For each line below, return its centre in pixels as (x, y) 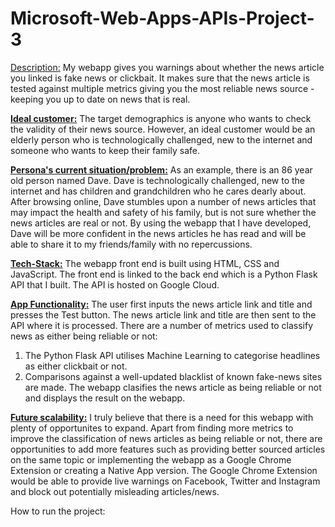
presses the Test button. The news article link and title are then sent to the (163, 314)
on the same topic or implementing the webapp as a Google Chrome (151, 459)
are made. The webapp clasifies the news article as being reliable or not (173, 387)
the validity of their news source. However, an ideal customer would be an (163, 129)
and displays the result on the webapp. (105, 398)
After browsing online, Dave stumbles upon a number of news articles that (163, 201)
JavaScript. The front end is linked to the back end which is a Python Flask (164, 274)
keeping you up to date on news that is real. (100, 99)
